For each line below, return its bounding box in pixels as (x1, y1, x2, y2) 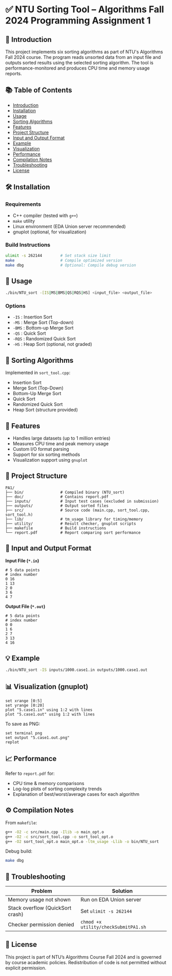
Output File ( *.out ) (5, 603, 46, 610)
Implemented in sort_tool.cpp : (5, 370, 71, 376)
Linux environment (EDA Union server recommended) (12, 223, 126, 229)
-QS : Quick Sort (12, 330, 46, 336)
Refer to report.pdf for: (5, 770, 55, 776)
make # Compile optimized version (5, 257, 123, 263)
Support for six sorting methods (12, 451, 80, 458)
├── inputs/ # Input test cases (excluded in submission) (5, 498, 159, 504)
